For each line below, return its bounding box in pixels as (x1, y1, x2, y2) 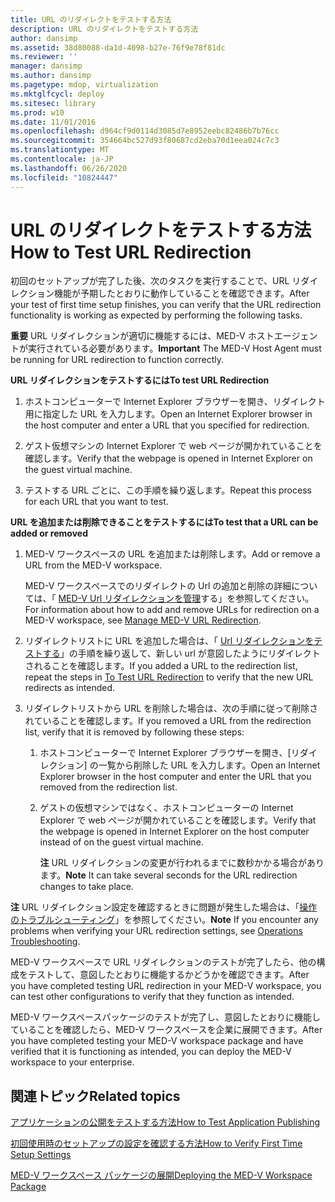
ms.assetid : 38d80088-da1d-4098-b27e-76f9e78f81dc (10, 42, 226, 53)
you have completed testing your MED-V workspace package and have (10, 1035, 304, 1047)
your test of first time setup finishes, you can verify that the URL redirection (10, 299, 322, 311)
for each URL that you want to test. (24, 496, 169, 508)
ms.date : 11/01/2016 (10, 117, 97, 127)
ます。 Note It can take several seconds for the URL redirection (39, 869, 298, 881)
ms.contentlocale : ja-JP (10, 154, 114, 164)
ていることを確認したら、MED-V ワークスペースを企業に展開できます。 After (10, 1024, 323, 1036)
